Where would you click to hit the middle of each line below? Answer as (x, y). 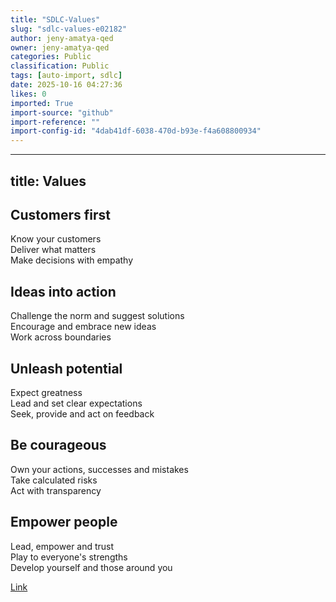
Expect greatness (46, 392)
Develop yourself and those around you (91, 567)
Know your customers (56, 239)
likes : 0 (28, 94)
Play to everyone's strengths (69, 557)
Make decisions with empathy (72, 260)
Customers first (60, 214)
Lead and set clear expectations (76, 403)
